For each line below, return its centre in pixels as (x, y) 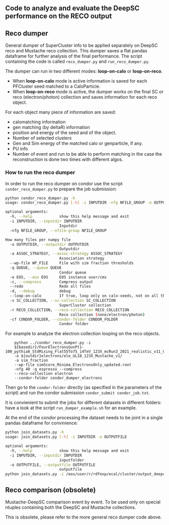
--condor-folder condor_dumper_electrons (58, 378)
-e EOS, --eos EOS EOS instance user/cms (58, 277)
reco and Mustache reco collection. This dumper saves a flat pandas (76, 51)
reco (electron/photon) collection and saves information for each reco (85, 97)
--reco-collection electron (44, 374)
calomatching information (39, 122)
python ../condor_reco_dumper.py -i (53, 343)
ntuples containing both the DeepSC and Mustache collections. (71, 507)
